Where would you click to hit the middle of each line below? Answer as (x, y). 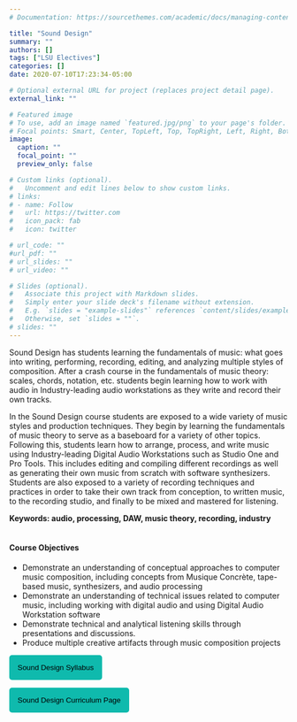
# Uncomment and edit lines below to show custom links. (120, 188)
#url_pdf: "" (33, 253)
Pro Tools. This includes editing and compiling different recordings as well (144, 463)
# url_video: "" (39, 270)
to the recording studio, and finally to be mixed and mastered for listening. (144, 501)
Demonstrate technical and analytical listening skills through (131, 624)
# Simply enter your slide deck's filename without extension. (132, 303)
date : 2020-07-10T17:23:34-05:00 (71, 75)
